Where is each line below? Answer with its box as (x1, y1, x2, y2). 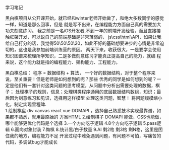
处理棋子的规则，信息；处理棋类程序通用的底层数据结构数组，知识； (15, 89, 157, 95)
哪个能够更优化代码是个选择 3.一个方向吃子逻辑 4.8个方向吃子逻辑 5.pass (5, 120, 157, 126)
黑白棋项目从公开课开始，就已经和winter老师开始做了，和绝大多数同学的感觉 (5, 15, 164, 21)
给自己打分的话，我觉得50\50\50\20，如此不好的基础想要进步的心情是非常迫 (5, 40, 164, 46)
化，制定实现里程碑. (5, 101, 47, 107)
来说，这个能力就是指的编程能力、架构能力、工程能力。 (5, 59, 120, 65)
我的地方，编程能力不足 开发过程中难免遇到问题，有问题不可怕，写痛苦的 (9, 133, 161, 138)
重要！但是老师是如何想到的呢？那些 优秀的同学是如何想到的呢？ (22, 76, 157, 82)
